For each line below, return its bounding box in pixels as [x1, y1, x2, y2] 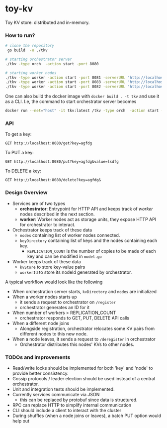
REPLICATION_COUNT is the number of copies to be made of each [27, 248, 157, 254]
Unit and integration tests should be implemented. [12, 386, 115, 392]
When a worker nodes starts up [12, 294, 77, 300]
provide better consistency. [12, 370, 69, 376]
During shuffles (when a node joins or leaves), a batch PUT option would [12, 413, 162, 419]
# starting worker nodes [5, 70, 57, 75]
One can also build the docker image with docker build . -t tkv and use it [5, 93, 160, 100]
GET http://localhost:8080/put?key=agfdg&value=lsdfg [5, 159, 119, 164]
